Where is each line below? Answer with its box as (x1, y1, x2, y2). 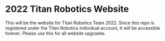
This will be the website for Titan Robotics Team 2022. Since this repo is (5, 20, 154, 26)
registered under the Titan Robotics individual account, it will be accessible (5, 25, 160, 31)
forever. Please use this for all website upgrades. (5, 30, 106, 36)
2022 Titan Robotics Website (5, 3, 129, 15)
